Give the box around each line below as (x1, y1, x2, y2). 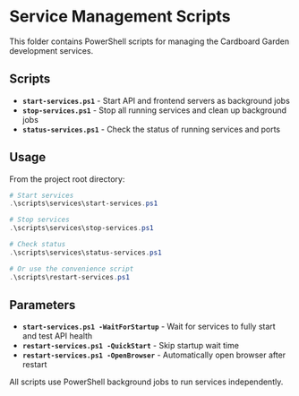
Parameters (9, 297, 76, 313)
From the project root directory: (9, 173, 125, 185)
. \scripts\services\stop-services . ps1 (9, 224, 154, 233)
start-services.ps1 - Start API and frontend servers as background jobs (21, 95, 291, 106)
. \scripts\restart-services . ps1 (9, 272, 130, 281)
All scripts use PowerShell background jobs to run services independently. (9, 376, 284, 387)
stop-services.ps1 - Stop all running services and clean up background (21, 105, 287, 116)
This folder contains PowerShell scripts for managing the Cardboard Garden (9, 36, 289, 47)
